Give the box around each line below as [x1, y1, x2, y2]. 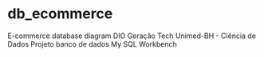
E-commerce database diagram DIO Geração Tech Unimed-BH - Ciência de [7, 31, 257, 40]
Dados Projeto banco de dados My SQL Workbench [7, 39, 177, 48]
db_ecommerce [7, 5, 113, 23]
